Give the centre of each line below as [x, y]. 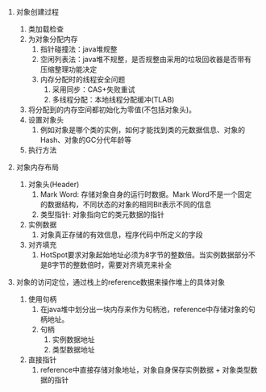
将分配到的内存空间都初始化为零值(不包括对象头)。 [112, 110]
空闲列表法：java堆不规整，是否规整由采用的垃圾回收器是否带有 [146, 59]
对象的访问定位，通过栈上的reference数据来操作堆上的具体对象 [121, 282]
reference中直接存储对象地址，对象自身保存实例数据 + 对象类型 [145, 370]
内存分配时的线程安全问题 [83, 79]
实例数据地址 [73, 340]
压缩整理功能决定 [69, 69]
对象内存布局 [37, 167]
